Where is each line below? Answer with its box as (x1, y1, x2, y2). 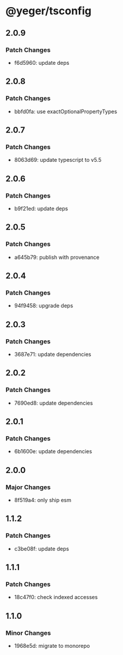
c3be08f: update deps (14, 545, 70, 552)
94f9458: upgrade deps (14, 302, 74, 309)
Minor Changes (5, 629, 51, 637)
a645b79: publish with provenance (14, 253, 100, 261)
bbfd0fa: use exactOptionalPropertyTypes (14, 108, 117, 115)
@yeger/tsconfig (5, 4, 92, 18)
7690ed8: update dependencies (14, 399, 93, 406)
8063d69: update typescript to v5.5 (14, 156, 102, 164)
